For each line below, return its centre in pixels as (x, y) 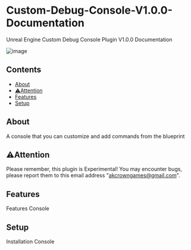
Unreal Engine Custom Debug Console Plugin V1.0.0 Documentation (89, 39)
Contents (24, 70)
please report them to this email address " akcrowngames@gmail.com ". (93, 176)
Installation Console (30, 241)
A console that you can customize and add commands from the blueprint (95, 136)
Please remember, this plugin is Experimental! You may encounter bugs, (94, 169)
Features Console (28, 208)
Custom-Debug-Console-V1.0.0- (89, 10)
